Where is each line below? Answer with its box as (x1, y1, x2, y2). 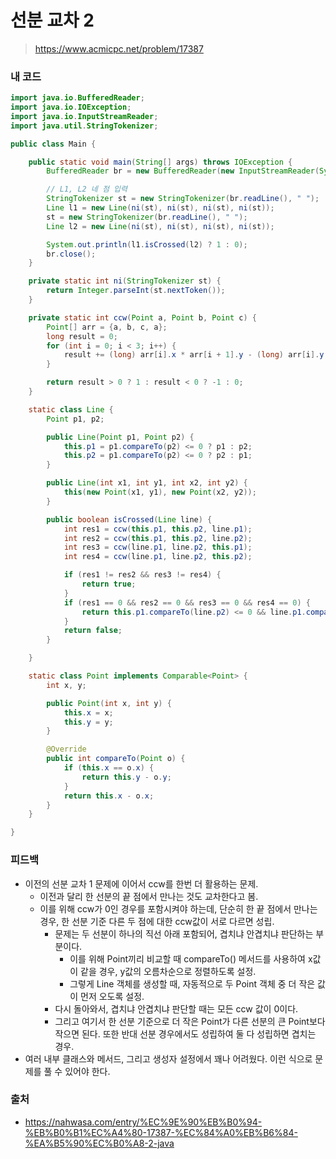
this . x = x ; (63, 707, 114, 718)
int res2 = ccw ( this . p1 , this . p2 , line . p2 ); (63, 533, 253, 543)
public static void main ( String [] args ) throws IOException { (28, 157, 293, 167)
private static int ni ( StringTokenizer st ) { (28, 276, 222, 286)
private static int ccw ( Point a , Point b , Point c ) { (28, 312, 257, 323)
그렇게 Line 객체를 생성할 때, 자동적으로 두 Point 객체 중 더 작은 (69, 977, 316, 990)
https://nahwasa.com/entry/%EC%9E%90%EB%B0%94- (24, 1116, 263, 1128)
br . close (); (46, 249, 97, 259)
